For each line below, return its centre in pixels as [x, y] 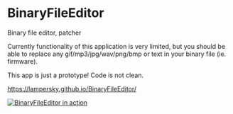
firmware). [22, 61]
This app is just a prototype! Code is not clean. [76, 75]
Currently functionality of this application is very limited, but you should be [116, 46]
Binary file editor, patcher [44, 33]
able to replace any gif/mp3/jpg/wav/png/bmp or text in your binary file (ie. [117, 54]
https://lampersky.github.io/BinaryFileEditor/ [72, 89]
